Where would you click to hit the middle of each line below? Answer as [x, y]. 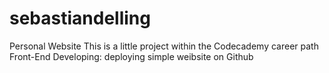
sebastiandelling [80, 18]
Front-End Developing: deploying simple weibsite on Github [131, 56]
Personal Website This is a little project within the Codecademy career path [164, 46]
